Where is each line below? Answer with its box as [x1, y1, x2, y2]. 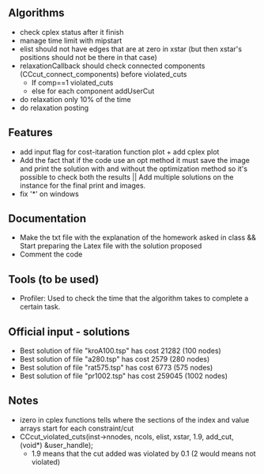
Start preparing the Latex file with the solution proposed [19, 241, 202, 251]
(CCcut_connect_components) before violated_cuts [19, 69, 187, 78]
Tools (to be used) [8, 272, 100, 286]
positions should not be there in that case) [19, 52, 158, 62]
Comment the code [19, 249, 83, 260]
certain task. [19, 302, 61, 312]
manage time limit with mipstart [19, 36, 123, 45]
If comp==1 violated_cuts [31, 78, 114, 87]
